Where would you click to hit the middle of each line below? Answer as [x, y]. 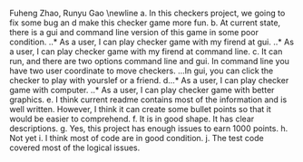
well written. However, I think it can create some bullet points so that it [141, 109]
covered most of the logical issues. [75, 148]
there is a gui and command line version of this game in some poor [134, 32]
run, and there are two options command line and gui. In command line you [150, 61]
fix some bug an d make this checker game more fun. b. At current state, [145, 23]
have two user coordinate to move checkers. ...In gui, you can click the [142, 71]
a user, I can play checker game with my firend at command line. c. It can [146, 52]
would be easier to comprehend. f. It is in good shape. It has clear [132, 119]
